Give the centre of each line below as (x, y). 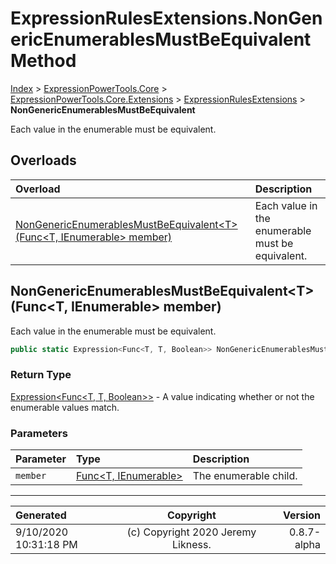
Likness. (192, 545)
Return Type (41, 375)
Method (43, 61)
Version (301, 515)
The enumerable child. (245, 476)
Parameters (39, 433)
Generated (41, 515)
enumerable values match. (65, 407)
